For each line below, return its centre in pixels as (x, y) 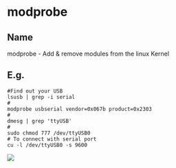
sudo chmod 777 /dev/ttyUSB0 (49, 133)
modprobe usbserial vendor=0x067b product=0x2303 (80, 109)
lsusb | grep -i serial (41, 97)
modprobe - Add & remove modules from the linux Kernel (88, 53)
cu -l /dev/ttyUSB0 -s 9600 (47, 145)
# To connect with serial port (52, 139)
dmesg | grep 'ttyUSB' (40, 121)
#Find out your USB (35, 91)
